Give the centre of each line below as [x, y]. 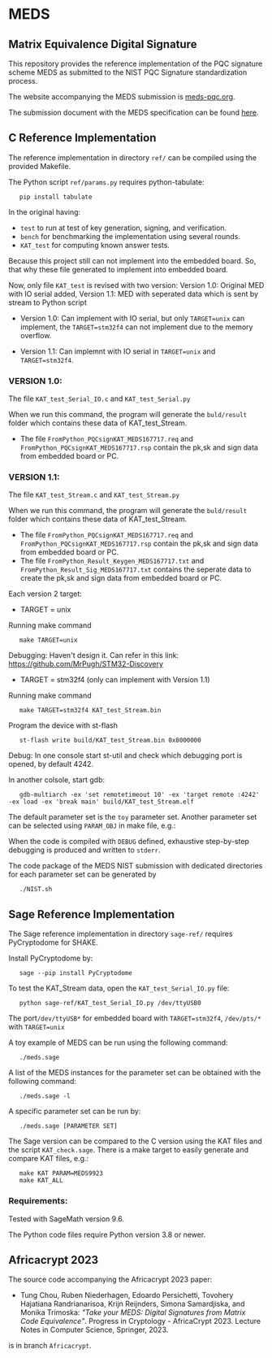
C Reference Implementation [82, 138]
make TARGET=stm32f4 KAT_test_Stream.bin [90, 711]
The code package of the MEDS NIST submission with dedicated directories [136, 866]
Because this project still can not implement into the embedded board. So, [132, 260]
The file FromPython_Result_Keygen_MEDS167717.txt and [112, 561]
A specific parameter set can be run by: [75, 1112]
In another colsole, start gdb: [57, 780]
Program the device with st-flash [63, 725]
